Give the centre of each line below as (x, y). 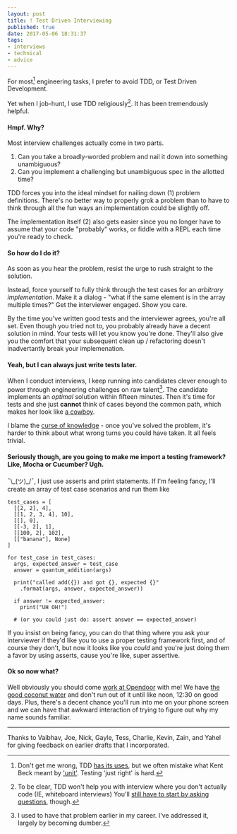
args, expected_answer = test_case (66, 564)
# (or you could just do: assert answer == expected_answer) (105, 620)
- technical (25, 54)
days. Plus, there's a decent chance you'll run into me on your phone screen (118, 702)
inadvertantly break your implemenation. (66, 349)
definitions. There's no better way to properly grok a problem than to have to (119, 201)
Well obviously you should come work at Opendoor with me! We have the (114, 687)
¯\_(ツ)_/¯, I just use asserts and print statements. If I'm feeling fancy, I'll (111, 481)
